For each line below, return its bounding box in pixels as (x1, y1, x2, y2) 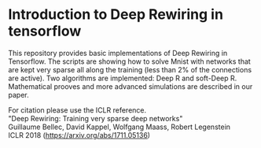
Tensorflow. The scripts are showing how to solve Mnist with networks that (8, 57, 252, 66)
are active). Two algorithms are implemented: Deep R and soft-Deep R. (8, 73, 237, 83)
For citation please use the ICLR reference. (8, 105, 147, 115)
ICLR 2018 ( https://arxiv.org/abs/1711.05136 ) (8, 130, 151, 139)
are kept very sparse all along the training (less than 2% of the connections (8, 65, 252, 74)
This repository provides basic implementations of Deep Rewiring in (8, 48, 228, 57)
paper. (8, 90, 29, 99)
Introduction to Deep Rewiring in (8, 6, 224, 24)
